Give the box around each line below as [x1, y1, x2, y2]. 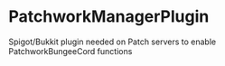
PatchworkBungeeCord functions [8, 45, 133, 56]
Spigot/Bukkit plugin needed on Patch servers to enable [8, 36, 217, 47]
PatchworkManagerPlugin [8, 6, 210, 27]
